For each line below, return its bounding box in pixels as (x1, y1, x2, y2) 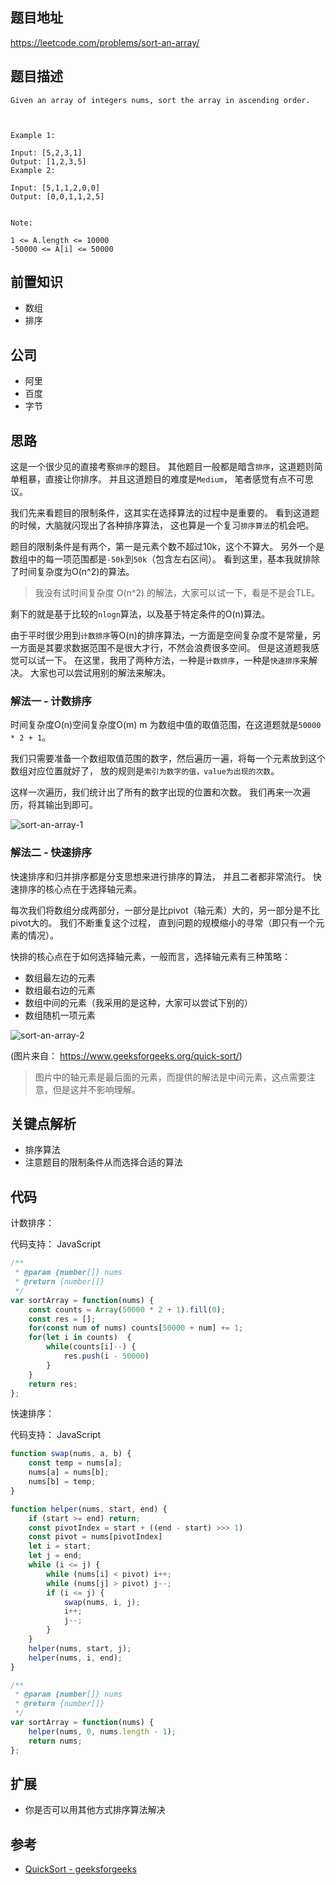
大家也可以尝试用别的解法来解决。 (29, 667, 171, 679)
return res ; (28, 1379, 78, 1389)
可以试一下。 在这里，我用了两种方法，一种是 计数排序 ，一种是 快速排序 (18, 654, 301, 667)
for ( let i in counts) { (28, 1333, 132, 1343)
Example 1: (10, 130, 56, 140)
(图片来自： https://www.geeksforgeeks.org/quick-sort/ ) (10, 1049, 243, 1062)
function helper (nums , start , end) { (10, 1504, 168, 1514)
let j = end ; (28, 1551, 83, 1561)
